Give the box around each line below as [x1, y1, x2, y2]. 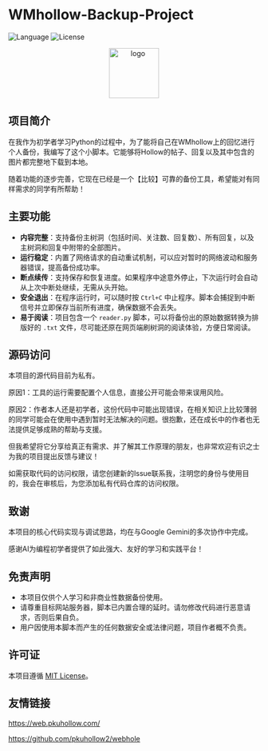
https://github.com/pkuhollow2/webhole [8, 733, 141, 743]
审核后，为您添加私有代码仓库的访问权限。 [42, 478, 183, 489]
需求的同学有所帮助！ [14, 184, 85, 194]
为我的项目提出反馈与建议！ [8, 452, 100, 461]
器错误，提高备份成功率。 [19, 262, 104, 272]
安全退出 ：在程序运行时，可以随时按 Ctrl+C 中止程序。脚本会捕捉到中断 [19, 292, 255, 302]
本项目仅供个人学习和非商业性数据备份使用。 [19, 593, 167, 601]
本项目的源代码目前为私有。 [8, 370, 100, 381]
